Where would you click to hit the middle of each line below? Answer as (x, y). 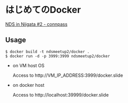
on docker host (28, 85)
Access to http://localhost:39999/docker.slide (61, 95)
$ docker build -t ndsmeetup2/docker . (47, 51)
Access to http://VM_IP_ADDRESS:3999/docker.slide (68, 75)
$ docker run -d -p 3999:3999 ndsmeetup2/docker (58, 56)
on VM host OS (28, 65)
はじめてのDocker (43, 10)
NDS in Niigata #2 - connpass (36, 24)
